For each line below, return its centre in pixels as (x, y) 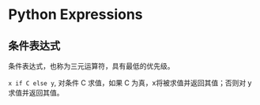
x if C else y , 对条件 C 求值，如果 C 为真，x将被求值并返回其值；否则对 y (130, 83)
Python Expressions (76, 15)
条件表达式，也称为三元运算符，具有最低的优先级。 (91, 66)
